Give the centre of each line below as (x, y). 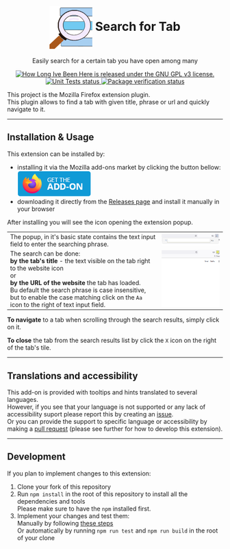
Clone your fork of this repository (64, 486)
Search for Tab (138, 26)
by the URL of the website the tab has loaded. (76, 282)
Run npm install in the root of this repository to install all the (102, 494)
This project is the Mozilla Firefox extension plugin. (79, 94)
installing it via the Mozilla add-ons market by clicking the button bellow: (119, 167)
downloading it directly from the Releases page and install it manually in (118, 201)
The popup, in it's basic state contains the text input (83, 236)
